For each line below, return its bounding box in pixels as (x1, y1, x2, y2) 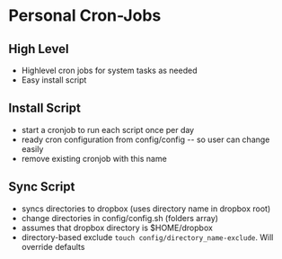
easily (21, 143, 44, 154)
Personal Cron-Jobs (8, 5, 162, 26)
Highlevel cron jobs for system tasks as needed (21, 65, 198, 76)
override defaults (21, 241, 85, 252)
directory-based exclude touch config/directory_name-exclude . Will (21, 231, 274, 243)
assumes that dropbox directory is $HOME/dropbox (21, 222, 213, 233)
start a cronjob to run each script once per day (21, 124, 195, 135)
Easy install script (21, 75, 87, 85)
